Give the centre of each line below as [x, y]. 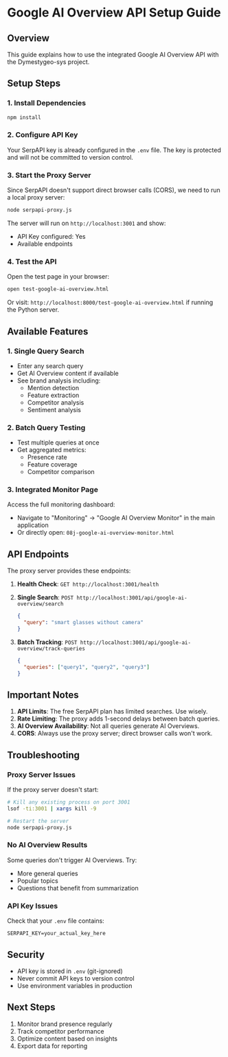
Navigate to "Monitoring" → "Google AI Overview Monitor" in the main [116, 518]
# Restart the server [38, 821]
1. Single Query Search [46, 351]
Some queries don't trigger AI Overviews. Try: [72, 860]
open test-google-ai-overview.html [58, 289]
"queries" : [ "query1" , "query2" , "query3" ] [87, 667]
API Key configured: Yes [51, 237]
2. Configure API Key [43, 135]
